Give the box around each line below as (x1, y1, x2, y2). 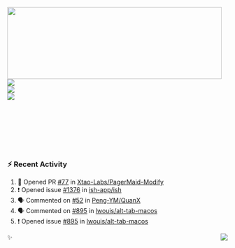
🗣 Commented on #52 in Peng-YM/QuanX (17, 196, 141, 205)
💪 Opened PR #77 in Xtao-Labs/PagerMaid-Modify (17, 178, 164, 187)
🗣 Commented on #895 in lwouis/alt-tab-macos (17, 207, 157, 215)
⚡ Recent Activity (7, 159, 68, 169)
